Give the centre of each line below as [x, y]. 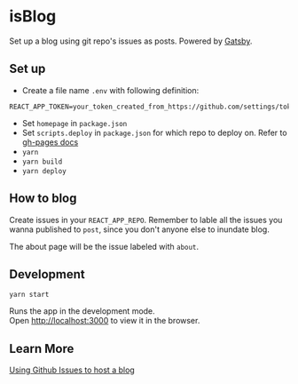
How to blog [43, 199]
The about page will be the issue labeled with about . [104, 246]
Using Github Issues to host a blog [72, 370]
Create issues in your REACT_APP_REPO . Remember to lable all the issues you [146, 220]
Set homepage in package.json [74, 123]
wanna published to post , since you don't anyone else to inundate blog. [140, 229]
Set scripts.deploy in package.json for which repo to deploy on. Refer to [154, 132]
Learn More [42, 348]
